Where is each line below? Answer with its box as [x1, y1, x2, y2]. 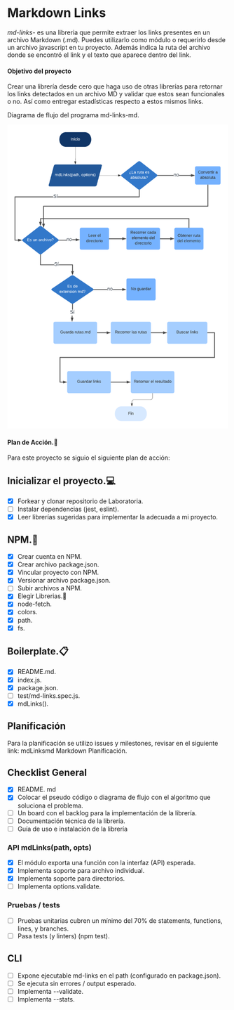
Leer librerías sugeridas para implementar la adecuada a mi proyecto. [17, 513, 219, 522]
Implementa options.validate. [17, 882, 102, 891]
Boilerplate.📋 [7, 645, 69, 658]
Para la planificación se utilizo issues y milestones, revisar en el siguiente [7, 739, 219, 747]
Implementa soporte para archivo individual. [17, 867, 145, 875]
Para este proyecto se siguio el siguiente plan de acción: [7, 453, 170, 462]
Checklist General [7, 767, 88, 778]
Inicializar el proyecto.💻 [7, 474, 116, 486]
